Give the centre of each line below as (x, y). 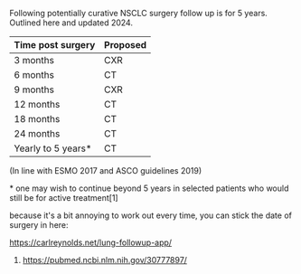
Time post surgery (55, 45)
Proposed (125, 45)
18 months (37, 119)
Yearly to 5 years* (53, 148)
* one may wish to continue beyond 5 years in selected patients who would (149, 188)
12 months (37, 104)
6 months (34, 75)
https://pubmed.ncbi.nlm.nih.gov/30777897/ (105, 260)
